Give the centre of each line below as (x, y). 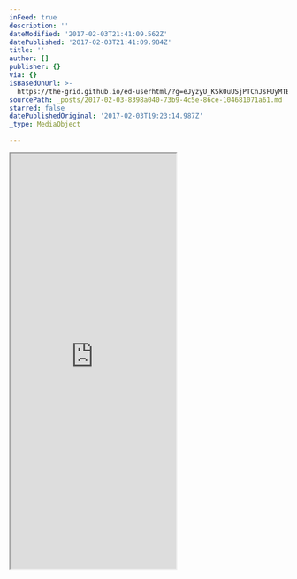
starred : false (37, 108)
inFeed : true (33, 17)
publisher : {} (35, 67)
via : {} (23, 75)
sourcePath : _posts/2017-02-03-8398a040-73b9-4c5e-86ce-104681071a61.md (146, 100)
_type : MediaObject (45, 125)
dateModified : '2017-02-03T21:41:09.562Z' (88, 34)
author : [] (29, 58)
